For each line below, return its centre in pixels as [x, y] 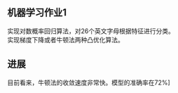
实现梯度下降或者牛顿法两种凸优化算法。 [66, 39]
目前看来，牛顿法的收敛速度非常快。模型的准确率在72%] [89, 82]
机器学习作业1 [37, 13]
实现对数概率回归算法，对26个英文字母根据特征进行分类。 [91, 31]
